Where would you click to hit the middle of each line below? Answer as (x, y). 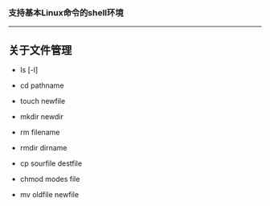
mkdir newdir (42, 117)
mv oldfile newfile (49, 195)
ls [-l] (29, 70)
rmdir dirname (43, 148)
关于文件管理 (40, 50)
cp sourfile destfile (51, 163)
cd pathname (42, 85)
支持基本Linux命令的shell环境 (66, 12)
